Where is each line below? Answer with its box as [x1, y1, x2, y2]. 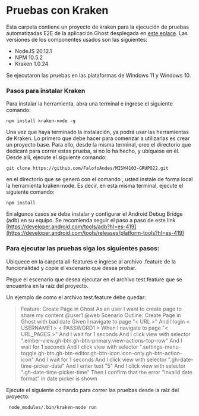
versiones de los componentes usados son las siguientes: [6, 36, 147, 43]
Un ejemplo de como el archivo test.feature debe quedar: [6, 293, 147, 301]
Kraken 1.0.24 [14, 60, 49, 67]
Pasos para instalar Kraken [6, 86, 86, 95]
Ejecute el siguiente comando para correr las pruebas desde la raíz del [6, 386, 179, 393]
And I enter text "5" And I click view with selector [65, 362, 186, 370]
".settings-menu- [139, 343, 181, 350]
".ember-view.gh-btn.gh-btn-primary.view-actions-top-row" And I [20, 337, 182, 344]
